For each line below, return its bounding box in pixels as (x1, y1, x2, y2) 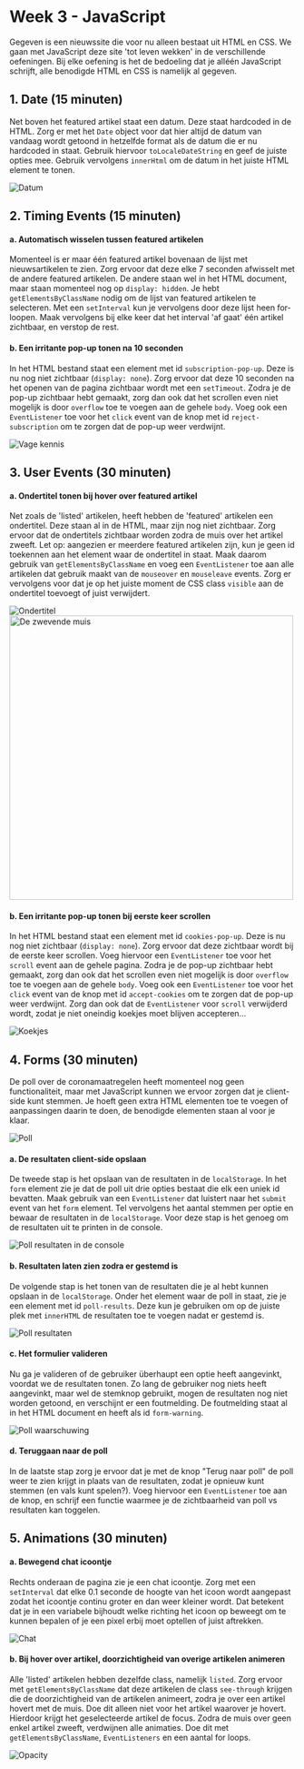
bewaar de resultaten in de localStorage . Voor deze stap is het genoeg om (9, 1212, 289, 1223)
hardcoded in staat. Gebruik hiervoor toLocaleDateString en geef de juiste (9, 145, 288, 156)
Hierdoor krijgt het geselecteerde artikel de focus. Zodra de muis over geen (9, 1713, 292, 1724)
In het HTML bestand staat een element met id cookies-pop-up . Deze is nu (9, 931, 286, 942)
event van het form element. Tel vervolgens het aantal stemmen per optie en (9, 1203, 294, 1214)
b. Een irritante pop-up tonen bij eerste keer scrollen (9, 910, 211, 921)
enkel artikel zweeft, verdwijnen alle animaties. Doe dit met (9, 1722, 230, 1733)
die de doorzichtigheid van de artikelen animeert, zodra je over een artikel (9, 1693, 286, 1703)
